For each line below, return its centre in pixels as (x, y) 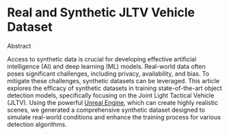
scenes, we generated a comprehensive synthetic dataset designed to (106, 110)
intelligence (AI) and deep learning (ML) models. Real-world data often (107, 66)
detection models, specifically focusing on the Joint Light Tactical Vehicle (111, 95)
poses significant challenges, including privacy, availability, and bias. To (108, 74)
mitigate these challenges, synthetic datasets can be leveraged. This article (113, 80)
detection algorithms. (37, 124)
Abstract (19, 46)
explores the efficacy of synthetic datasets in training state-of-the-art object (114, 88)
